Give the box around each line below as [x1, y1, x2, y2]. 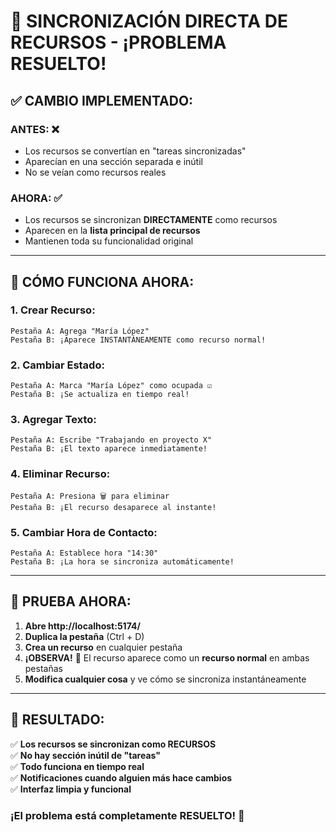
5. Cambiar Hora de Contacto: [10, 525, 158, 539]
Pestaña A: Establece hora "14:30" [10, 548, 159, 559]
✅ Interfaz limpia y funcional [10, 783, 132, 795]
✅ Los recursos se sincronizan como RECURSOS [10, 738, 217, 750]
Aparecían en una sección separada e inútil [24, 155, 203, 167]
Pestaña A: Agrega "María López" [10, 326, 150, 336]
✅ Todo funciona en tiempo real [10, 760, 145, 772]
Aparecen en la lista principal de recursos [24, 225, 201, 237]
